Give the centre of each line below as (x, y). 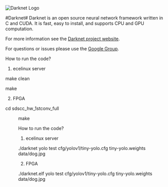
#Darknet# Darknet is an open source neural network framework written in (84, 18)
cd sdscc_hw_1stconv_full (32, 108)
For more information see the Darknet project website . (63, 39)
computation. (19, 29)
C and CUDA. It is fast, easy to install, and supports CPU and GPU (75, 23)
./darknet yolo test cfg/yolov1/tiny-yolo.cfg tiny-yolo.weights (82, 148)
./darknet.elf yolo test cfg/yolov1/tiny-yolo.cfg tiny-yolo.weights (85, 174)
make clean (17, 79)
